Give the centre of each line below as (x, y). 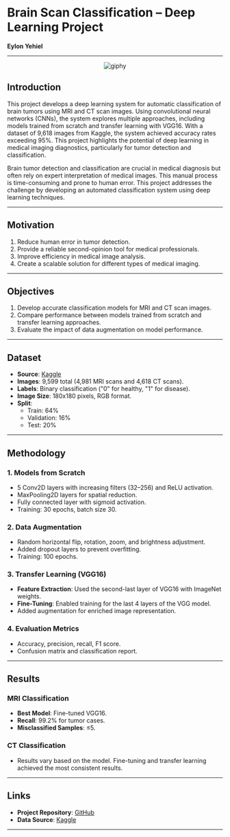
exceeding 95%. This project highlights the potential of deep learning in (108, 140)
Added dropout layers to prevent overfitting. (79, 549)
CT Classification (37, 746)
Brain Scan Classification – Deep (101, 13)
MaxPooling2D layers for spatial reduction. (77, 495)
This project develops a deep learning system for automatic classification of (114, 103)
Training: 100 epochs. (48, 557)
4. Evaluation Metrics (43, 629)
